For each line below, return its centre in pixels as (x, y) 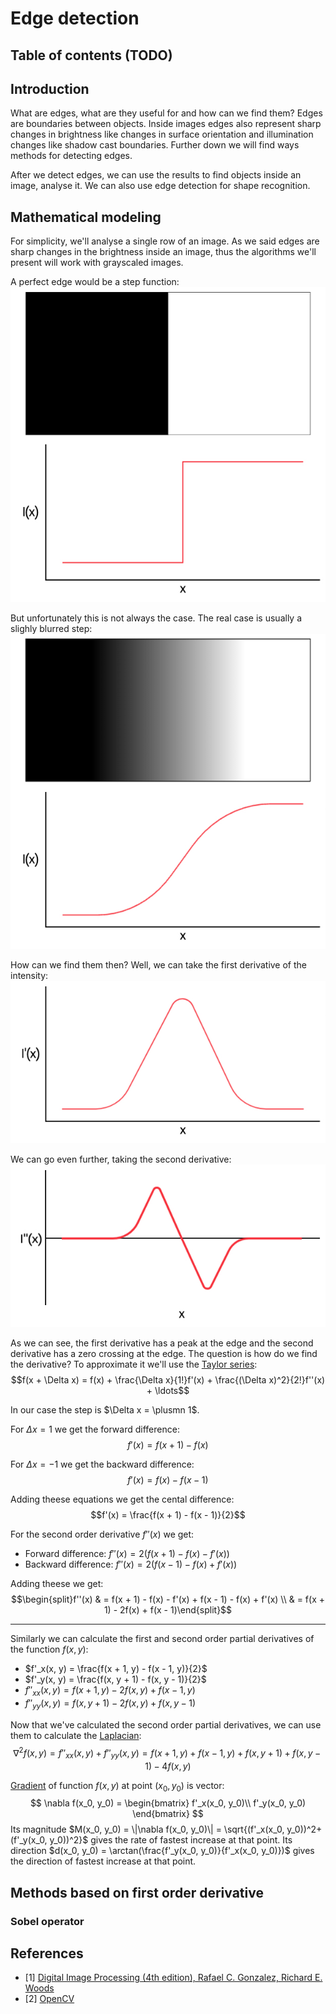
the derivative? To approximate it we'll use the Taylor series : (134, 1364)
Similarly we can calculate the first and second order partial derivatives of (162, 1639)
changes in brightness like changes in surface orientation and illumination (162, 134)
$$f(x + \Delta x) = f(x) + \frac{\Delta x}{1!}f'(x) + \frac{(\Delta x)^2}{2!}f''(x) (168, 1380)
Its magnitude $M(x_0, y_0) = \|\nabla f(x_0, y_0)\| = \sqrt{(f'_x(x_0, (147, 1829)
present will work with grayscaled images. (97, 263)
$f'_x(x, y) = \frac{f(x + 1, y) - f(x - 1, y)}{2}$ (116, 1669)
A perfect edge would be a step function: (95, 282)
